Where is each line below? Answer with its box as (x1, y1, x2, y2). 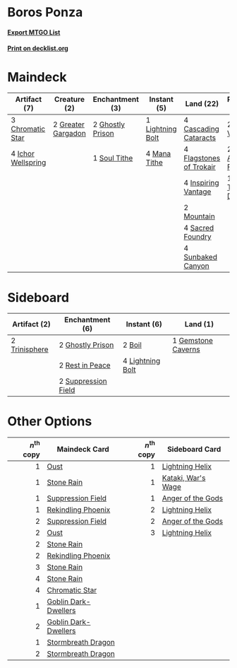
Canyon (183, 261, 209, 271)
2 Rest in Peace (59, 361, 111, 370)
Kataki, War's (162, 473, 206, 483)
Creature (54, 95, 85, 105)
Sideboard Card (166, 444, 221, 454)
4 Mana (145, 149, 171, 159)
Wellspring (11, 158, 47, 168)
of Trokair (183, 162, 217, 172)
